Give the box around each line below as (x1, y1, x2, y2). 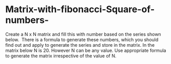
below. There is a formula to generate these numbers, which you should (5, 37, 159, 43)
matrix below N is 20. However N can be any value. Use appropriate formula (5, 47, 166, 53)
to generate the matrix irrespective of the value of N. (5, 52, 117, 59)
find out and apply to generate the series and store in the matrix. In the (5, 42, 155, 48)
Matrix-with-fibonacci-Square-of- (5, 4, 155, 15)
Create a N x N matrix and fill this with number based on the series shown (5, 31, 161, 37)
